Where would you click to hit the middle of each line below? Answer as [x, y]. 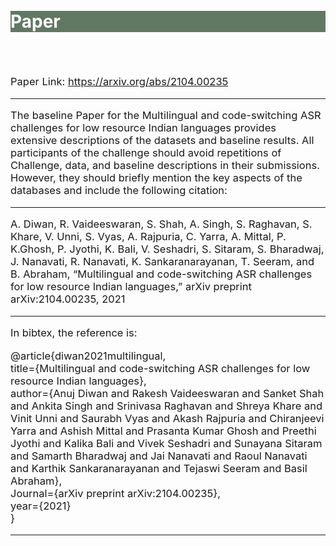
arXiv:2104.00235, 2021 [68, 299]
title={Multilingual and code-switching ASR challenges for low [160, 368]
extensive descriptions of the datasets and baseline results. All [162, 141]
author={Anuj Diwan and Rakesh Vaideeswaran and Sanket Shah [167, 393]
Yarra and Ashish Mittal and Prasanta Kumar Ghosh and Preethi [163, 431]
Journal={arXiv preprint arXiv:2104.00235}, [116, 493]
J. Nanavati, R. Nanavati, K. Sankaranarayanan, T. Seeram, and [162, 262]
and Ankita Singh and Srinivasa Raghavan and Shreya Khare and [166, 406]
